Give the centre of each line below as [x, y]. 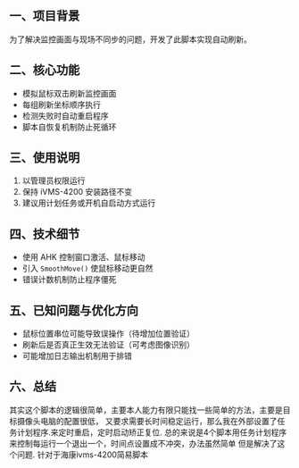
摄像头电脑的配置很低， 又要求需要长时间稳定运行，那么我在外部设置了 [147, 421]
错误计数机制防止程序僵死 [69, 280]
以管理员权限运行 [54, 180]
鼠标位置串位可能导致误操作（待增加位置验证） [108, 334]
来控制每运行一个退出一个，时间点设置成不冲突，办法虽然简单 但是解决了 [143, 443]
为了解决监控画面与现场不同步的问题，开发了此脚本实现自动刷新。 [130, 39]
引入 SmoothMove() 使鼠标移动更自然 [87, 268]
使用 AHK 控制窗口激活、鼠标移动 [83, 257]
